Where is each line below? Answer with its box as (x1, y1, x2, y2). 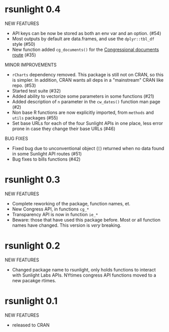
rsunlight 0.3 (5, 174, 60, 186)
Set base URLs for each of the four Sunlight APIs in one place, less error (12, 120, 163, 126)
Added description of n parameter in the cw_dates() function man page (12, 98, 160, 105)
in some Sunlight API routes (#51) (12, 150, 82, 157)
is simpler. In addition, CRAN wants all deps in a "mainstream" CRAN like (12, 77, 164, 83)
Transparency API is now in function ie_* (12, 211, 98, 217)
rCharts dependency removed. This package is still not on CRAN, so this (12, 71, 164, 77)
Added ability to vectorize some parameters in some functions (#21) (12, 93, 154, 99)
